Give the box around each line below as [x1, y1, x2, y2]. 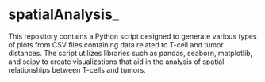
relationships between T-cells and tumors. [8, 65, 146, 74]
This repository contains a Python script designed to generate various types [8, 32, 257, 41]
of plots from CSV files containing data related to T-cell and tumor [8, 39, 224, 49]
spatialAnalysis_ [8, 6, 120, 24]
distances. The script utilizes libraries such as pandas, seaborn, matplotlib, [8, 48, 253, 58]
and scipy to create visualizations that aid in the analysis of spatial [8, 57, 225, 66]
